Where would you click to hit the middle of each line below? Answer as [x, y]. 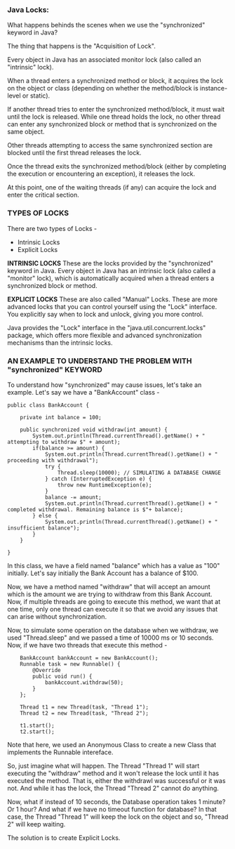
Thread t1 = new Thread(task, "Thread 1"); [85, 707]
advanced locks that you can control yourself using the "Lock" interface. [112, 306]
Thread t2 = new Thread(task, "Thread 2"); [85, 713]
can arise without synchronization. [57, 617]
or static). [36, 96]
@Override [47, 670]
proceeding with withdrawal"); [53, 460]
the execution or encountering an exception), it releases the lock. [101, 174]
